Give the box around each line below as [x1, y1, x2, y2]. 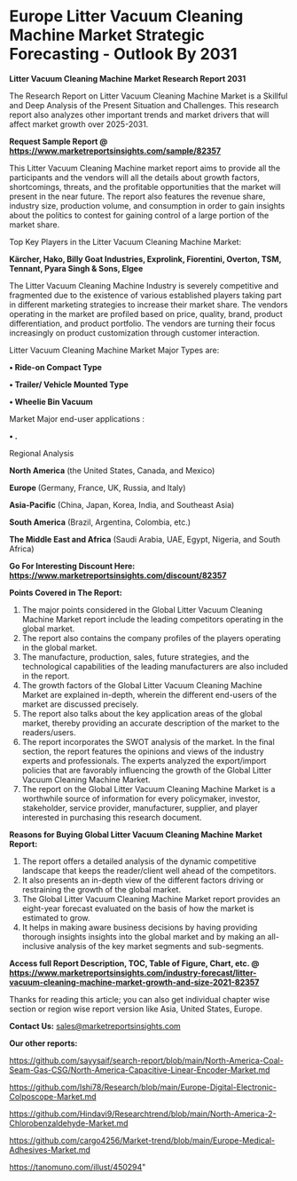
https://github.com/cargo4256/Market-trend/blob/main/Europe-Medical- [9, 1135, 276, 1145]
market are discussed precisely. [21, 699, 139, 709]
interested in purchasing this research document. [21, 812, 202, 822]
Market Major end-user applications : [9, 413, 145, 424]
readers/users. [21, 726, 76, 738]
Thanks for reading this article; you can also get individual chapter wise [9, 994, 270, 1004]
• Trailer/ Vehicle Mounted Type [9, 379, 129, 390]
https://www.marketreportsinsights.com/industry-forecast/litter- [9, 967, 257, 978]
